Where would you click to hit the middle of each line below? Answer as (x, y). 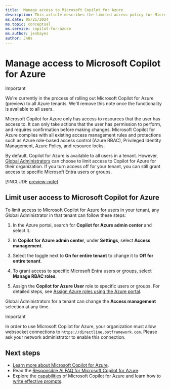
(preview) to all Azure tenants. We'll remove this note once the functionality (83, 103)
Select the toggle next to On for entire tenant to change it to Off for (83, 255)
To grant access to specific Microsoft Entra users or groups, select (82, 271)
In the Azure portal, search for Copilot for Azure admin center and (82, 225)
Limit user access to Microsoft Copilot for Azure (82, 198)
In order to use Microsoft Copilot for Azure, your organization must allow (81, 326)
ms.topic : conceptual (28, 24)
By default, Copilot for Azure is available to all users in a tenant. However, (82, 155)
